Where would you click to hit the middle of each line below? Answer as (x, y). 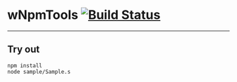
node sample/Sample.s (39, 71)
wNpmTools (43, 15)
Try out (24, 49)
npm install (25, 66)
